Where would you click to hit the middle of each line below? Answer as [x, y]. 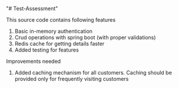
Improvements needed [33, 61]
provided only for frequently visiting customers [72, 79]
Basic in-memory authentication [54, 31]
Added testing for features [47, 50]
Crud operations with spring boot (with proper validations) [85, 37]
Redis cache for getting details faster [60, 44]
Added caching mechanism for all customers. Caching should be [93, 72]
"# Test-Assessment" [32, 9]
